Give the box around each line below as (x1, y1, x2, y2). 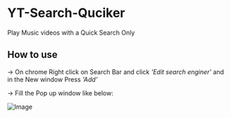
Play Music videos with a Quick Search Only (7, 28, 135, 37)
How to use (7, 49, 58, 61)
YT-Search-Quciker (7, 5, 125, 21)
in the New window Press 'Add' (7, 75, 98, 83)
